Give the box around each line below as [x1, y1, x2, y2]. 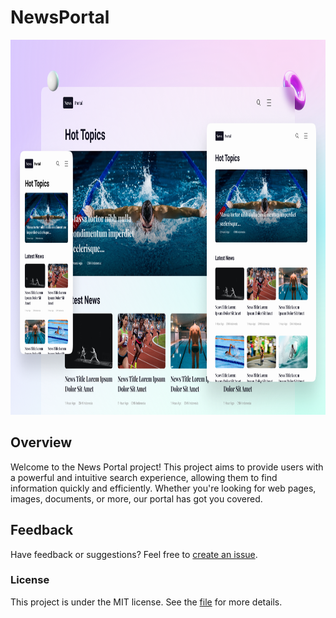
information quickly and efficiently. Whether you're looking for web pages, [10, 482, 317, 494]
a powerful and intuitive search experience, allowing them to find [10, 471, 278, 483]
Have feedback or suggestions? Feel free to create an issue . [10, 548, 258, 560]
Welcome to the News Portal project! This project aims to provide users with [10, 461, 324, 473]
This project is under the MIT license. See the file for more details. [10, 596, 283, 608]
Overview [10, 434, 73, 451]
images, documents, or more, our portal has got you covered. [10, 492, 263, 505]
